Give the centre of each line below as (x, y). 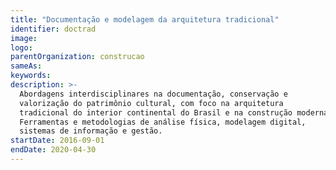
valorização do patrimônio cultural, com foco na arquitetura (151, 103)
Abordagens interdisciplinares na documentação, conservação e (153, 94)
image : (24, 38)
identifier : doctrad (53, 29)
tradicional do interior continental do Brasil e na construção (156, 112)
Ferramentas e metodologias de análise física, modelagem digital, (163, 122)
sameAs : (26, 66)
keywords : (31, 76)
